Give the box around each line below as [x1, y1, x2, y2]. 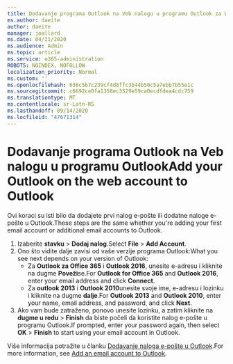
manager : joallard [7, 29, 60, 37]
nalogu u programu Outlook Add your [7, 158, 223, 174]
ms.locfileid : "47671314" [7, 113, 82, 120]
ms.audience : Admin [7, 42, 64, 49]
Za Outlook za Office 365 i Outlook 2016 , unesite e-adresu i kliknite [27, 262, 223, 270]
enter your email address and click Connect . [27, 276, 155, 285]
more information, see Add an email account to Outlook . [7, 349, 167, 357]
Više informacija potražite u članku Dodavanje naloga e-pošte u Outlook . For [7, 342, 224, 350]
